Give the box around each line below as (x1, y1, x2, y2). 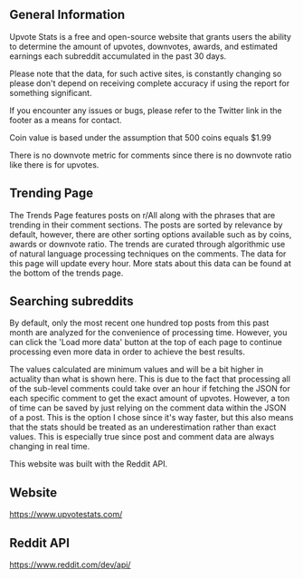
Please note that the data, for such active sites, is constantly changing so (9, 68, 282, 79)
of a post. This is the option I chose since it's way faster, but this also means (9, 412, 294, 423)
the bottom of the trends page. (9, 267, 124, 278)
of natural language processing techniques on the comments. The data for (9, 248, 287, 259)
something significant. (9, 87, 92, 98)
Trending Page (9, 186, 94, 201)
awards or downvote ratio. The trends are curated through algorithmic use (9, 238, 286, 249)
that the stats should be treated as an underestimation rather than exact (9, 421, 277, 433)
